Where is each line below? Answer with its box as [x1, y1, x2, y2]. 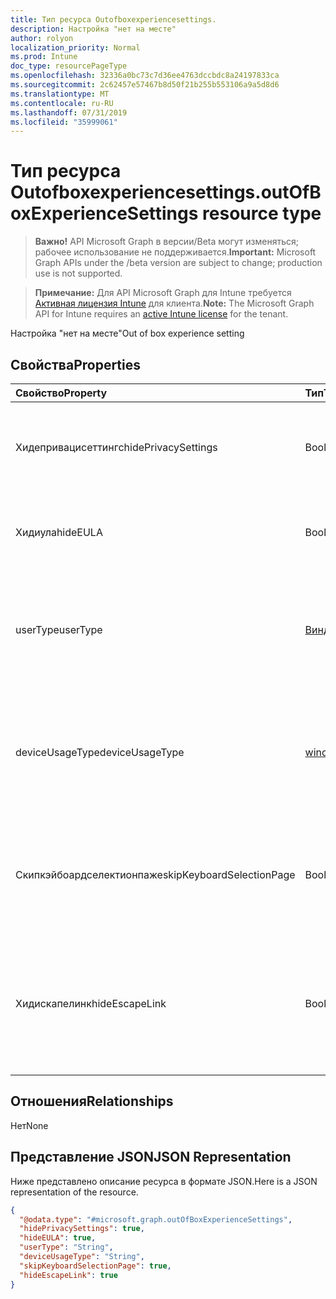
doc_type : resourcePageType [10, 61, 128, 71]
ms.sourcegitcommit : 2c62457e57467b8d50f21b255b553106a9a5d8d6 [10, 80, 280, 90]
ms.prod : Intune [10, 52, 78, 62]
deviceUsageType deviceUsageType [15, 746, 185, 759]
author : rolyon [10, 33, 74, 43]
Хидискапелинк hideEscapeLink [15, 997, 167, 1010]
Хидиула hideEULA [15, 526, 103, 539]
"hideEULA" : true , [19, 1233, 97, 1243]
